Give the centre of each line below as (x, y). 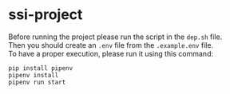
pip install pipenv (41, 68)
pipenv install (34, 75)
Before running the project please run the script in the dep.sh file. (115, 37)
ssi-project (46, 15)
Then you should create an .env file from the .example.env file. (111, 45)
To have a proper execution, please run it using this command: (111, 53)
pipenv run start (37, 82)
